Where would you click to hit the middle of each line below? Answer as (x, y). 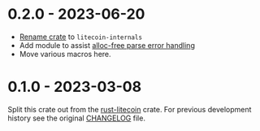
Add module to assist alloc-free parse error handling (107, 45)
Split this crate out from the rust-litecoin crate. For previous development (130, 109)
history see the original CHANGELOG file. (76, 118)
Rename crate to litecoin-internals (81, 37)
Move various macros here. (65, 54)
